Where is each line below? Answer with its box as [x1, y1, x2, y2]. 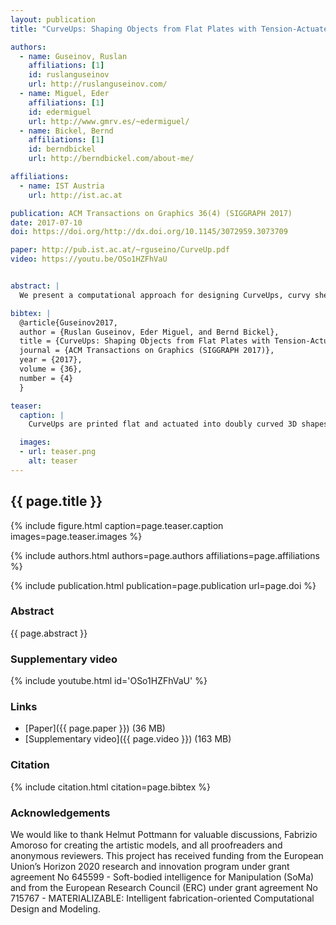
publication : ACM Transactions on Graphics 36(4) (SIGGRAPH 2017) [10, 208, 293, 218]
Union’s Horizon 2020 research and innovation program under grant [10, 861, 290, 873]
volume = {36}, [19, 364, 83, 374]
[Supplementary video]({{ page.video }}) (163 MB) [24, 733, 232, 745]
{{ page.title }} [10, 493, 103, 510]
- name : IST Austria [19, 181, 105, 191]
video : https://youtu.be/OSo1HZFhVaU [10, 254, 168, 265]
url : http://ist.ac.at [28, 190, 123, 200]
